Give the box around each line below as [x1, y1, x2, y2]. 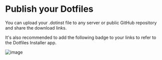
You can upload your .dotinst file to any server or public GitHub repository [5, 20, 157, 26]
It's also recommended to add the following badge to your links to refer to [5, 34, 157, 40]
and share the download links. [5, 25, 67, 30]
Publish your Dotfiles [5, 3, 94, 15]
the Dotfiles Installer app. [5, 39, 57, 45]
